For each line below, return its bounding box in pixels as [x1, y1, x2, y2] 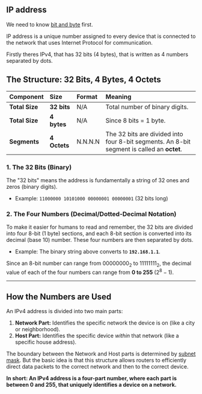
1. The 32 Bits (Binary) [6, 163, 72, 171]
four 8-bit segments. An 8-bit [105, 137, 191, 145]
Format [76, 92, 98, 101]
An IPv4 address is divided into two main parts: [6, 308, 123, 315]
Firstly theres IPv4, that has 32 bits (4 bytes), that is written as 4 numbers [6, 51, 188, 58]
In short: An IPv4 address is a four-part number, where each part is [6, 375, 177, 382]
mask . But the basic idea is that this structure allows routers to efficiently [6, 357, 186, 364]
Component [9, 92, 44, 101]
